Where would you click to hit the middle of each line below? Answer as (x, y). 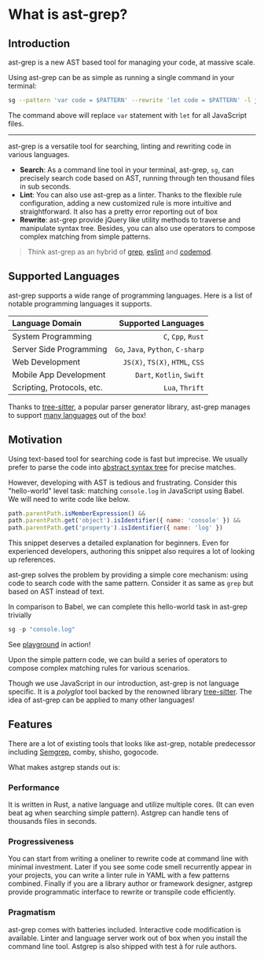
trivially (20, 615)
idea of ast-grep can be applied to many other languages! (101, 700)
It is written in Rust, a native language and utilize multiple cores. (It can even (131, 805)
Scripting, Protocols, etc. (57, 387)
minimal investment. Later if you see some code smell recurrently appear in (130, 867)
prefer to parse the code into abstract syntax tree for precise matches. (122, 467)
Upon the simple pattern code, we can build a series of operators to (118, 660)
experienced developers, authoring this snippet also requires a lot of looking (132, 551)
